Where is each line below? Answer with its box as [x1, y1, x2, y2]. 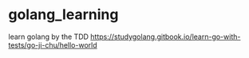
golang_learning [8, 6, 119, 24]
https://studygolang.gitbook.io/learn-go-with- [90, 32, 241, 41]
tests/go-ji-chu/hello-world [8, 40, 97, 49]
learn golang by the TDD [8, 32, 89, 41]
